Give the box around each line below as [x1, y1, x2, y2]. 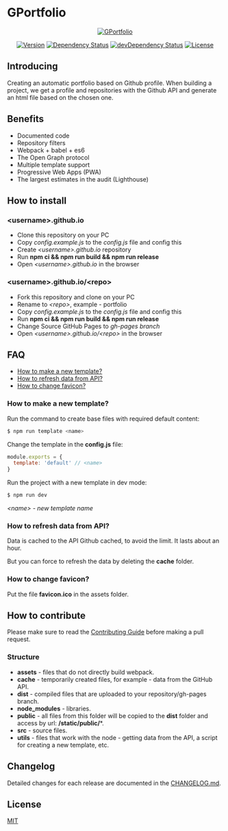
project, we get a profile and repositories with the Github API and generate [7, 86, 217, 94]
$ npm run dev [7, 492, 48, 499]
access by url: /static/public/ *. [16, 719, 104, 727]
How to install [7, 195, 67, 206]
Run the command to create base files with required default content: [7, 414, 200, 423]
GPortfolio [7, 5, 66, 21]
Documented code [16, 132, 70, 140]
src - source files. [16, 726, 68, 734]
